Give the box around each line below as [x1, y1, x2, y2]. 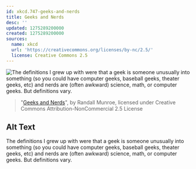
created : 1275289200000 [6, 31, 65, 37]
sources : [6, 36, 28, 42]
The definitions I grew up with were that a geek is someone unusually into [6, 138, 184, 145]
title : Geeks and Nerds [6, 14, 65, 20]
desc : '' [6, 19, 28, 25]
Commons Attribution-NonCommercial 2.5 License [20, 105, 143, 112]
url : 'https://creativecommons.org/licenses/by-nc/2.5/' [11, 47, 154, 53]
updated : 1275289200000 [6, 25, 65, 31]
